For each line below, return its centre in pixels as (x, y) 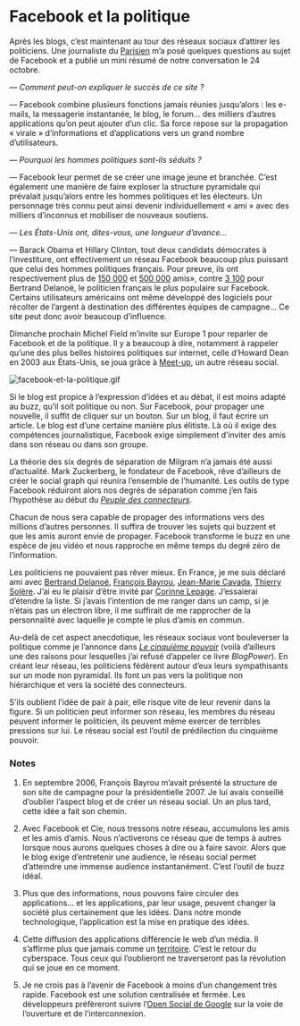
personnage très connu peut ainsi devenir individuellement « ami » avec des (150, 205)
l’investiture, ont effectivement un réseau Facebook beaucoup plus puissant (149, 259)
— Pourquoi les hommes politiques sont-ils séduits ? (106, 159)
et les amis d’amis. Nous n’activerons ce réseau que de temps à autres (152, 838)
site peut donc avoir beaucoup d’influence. (88, 316)
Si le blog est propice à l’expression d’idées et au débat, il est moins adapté (148, 396)
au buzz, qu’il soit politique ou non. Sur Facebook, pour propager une (137, 406)
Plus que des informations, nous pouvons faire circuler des (130, 894)
